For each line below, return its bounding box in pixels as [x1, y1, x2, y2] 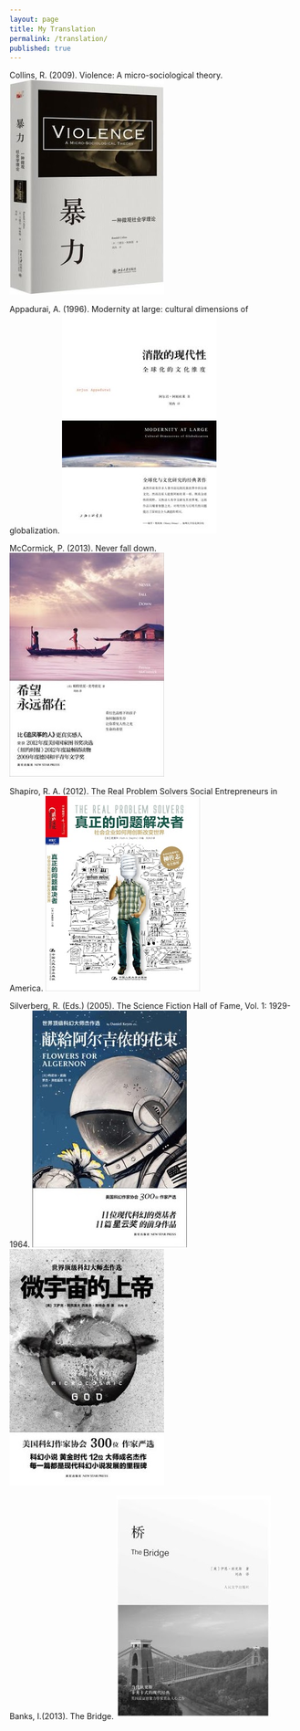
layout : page [9, 15, 59, 24]
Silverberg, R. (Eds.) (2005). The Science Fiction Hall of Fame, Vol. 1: [9, 1001, 267, 1012]
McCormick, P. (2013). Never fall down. [9, 543, 157, 554]
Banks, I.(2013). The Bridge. [9, 1711, 114, 1722]
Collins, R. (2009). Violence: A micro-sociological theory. [9, 69, 223, 81]
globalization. [9, 525, 60, 536]
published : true [9, 44, 71, 53]
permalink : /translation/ [9, 34, 108, 43]
